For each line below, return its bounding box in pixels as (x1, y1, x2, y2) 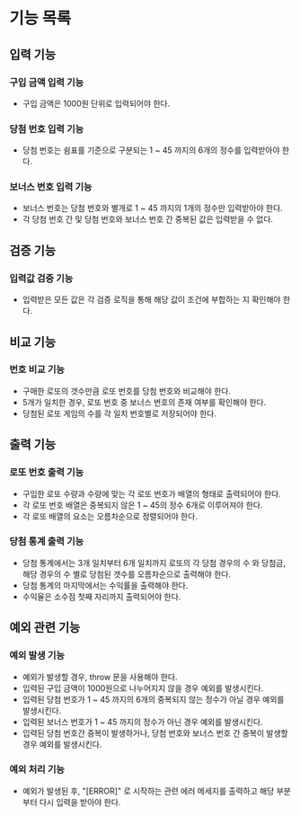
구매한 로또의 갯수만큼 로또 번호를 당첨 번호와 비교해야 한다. (22, 386, 232, 396)
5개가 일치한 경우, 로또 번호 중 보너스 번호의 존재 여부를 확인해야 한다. (22, 396, 267, 407)
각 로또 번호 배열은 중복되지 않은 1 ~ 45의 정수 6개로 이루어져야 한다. (22, 500, 263, 510)
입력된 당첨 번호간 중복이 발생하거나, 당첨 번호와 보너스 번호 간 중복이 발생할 (22, 727, 289, 738)
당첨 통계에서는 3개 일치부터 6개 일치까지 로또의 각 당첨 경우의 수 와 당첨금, (22, 557, 286, 568)
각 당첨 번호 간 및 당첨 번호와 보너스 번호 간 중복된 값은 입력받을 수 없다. (22, 214, 274, 225)
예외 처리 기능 (9, 763, 66, 776)
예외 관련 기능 (9, 620, 81, 635)
